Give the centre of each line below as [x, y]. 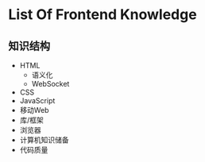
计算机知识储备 [44, 140]
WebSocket [50, 84]
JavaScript [37, 100]
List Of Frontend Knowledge [102, 15]
